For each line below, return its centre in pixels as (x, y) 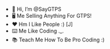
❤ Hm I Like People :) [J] (42, 24)
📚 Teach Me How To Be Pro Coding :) (58, 40)
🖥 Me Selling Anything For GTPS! (51, 16)
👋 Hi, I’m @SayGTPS (37, 9)
